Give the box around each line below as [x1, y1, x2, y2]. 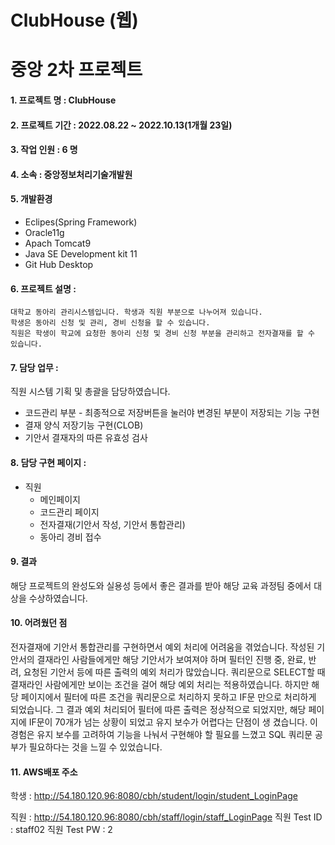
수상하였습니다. [28, 592, 88, 604]
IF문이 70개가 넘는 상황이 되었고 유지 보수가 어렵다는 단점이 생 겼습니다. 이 [28, 716, 319, 728]
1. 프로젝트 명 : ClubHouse [10, 94, 117, 106]
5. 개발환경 [10, 193, 53, 205]
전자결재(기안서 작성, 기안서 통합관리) [39, 518, 186, 530]
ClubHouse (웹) [10, 9, 139, 32]
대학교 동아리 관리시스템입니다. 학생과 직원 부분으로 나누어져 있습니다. [10, 307, 263, 318]
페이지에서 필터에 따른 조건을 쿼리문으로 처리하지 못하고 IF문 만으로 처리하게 [20, 691, 317, 703]
